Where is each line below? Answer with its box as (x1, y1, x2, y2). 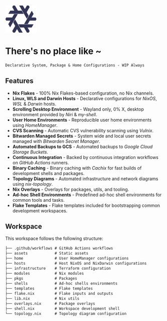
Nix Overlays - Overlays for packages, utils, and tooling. (12, 186, 129, 192)
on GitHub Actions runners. (12, 159, 69, 166)
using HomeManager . (12, 122, 58, 128)
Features (5, 76, 34, 86)
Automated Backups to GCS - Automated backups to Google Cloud (12, 143, 153, 149)
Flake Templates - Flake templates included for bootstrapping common (12, 202, 160, 208)
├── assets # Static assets (5, 251, 89, 256)
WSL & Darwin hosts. (12, 101, 57, 107)
